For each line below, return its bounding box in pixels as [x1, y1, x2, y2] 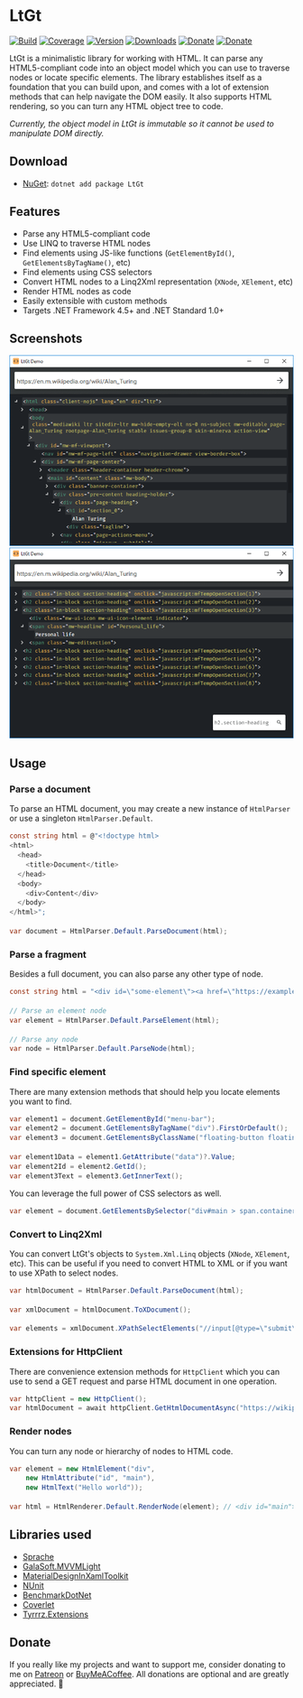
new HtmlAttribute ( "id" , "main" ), [25, 1473, 155, 1483]
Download [9, 154, 68, 170]
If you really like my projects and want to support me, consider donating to [9, 1658, 286, 1670]
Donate [9, 1635, 51, 1650]
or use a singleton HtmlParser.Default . [9, 813, 153, 824]
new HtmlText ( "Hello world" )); [25, 1483, 143, 1492]
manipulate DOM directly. [9, 127, 105, 138]
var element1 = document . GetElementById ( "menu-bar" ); [9, 1114, 216, 1124]
